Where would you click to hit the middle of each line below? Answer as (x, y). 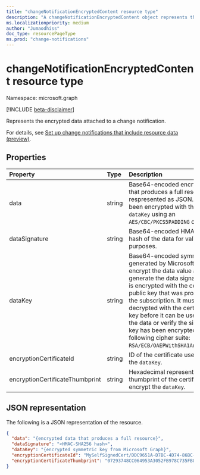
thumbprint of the (153, 379)
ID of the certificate (156, 355)
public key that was (156, 293)
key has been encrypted (162, 330)
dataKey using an (152, 214)
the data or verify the (158, 323)
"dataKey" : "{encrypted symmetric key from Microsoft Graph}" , (91, 450)
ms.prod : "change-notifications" (48, 39)
